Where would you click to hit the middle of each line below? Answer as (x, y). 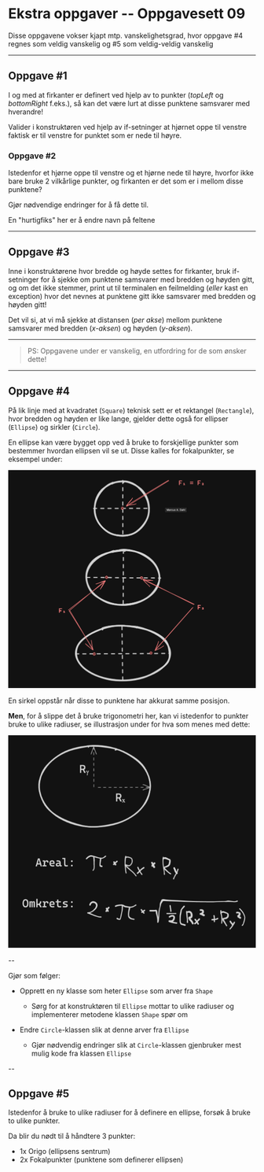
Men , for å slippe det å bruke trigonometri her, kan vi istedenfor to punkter (128, 716)
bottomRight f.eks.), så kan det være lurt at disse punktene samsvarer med (129, 103)
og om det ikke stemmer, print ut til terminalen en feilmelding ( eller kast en (128, 287)
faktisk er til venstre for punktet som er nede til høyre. (95, 135)
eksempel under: (35, 459)
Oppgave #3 (39, 252)
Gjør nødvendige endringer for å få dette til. (79, 205)
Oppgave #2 (32, 156)
